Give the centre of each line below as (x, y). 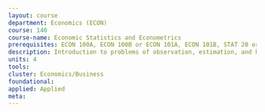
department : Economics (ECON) (58, 23)
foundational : (32, 81)
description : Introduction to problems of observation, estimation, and (130, 52)
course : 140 (28, 30)
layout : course (33, 15)
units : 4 (22, 60)
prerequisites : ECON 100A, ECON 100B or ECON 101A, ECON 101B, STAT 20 (128, 45)
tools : (19, 67)
